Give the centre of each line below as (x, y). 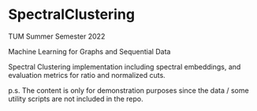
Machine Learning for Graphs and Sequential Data (89, 51)
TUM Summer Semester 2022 (57, 36)
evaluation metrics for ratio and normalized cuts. (87, 75)
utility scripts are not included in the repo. (76, 98)
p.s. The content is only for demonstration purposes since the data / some (129, 90)
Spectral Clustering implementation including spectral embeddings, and (125, 67)
